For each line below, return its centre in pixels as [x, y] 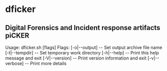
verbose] [15, 63]
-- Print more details [46, 63]
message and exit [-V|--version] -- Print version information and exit [76, 58]
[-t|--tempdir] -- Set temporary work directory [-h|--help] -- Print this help [82, 53]
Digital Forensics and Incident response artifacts [83, 28]
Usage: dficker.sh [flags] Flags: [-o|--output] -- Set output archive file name [84, 47]
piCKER [17, 35]
